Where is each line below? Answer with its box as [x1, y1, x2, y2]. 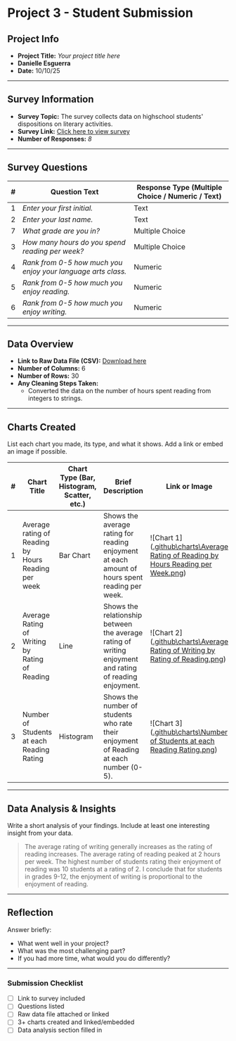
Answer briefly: [7, 925, 51, 933]
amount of [103, 564, 138, 574]
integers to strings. [27, 394, 83, 402]
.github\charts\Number [152, 727, 228, 737]
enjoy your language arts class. [22, 266, 127, 276]
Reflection [7, 907, 54, 919]
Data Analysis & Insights [7, 803, 117, 815]
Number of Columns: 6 [17, 364, 86, 373]
